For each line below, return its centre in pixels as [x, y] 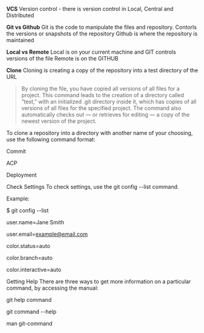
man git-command [30, 324]
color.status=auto [28, 246]
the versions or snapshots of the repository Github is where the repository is [102, 34]
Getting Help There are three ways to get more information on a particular [99, 281]
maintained [20, 40]
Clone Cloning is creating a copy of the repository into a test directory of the [102, 70]
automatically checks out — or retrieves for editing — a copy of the [105, 115]
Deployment [22, 175]
